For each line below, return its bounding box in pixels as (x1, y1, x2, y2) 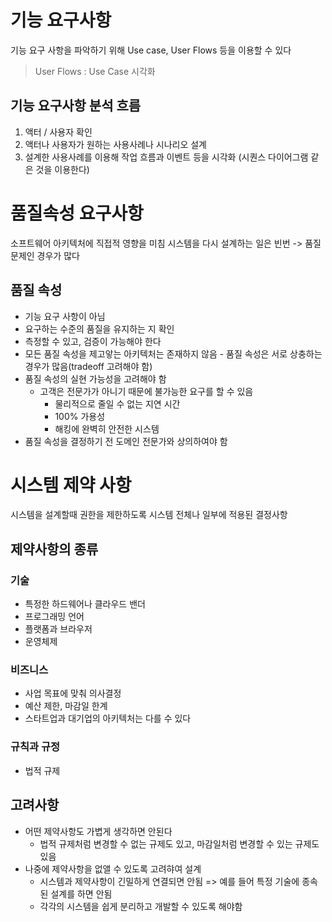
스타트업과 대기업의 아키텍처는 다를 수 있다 (24, 712, 192, 725)
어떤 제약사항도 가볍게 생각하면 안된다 (24, 825, 173, 837)
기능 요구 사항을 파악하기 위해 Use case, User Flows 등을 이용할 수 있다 (10, 44, 292, 56)
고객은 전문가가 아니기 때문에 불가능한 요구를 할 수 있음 (39, 385, 254, 397)
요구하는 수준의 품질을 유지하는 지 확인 (24, 322, 175, 335)
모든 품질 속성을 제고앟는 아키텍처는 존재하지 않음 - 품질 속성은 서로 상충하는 (24, 347, 323, 360)
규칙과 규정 (10, 740, 61, 754)
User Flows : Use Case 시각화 (34, 65, 156, 77)
